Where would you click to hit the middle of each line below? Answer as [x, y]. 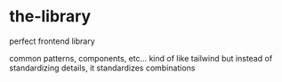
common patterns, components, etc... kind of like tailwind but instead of [141, 58]
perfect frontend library [52, 41]
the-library [50, 16]
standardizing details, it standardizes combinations [102, 68]
